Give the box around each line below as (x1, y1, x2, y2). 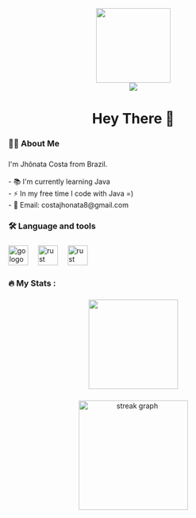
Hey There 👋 (92, 110, 175, 128)
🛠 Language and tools (8, 220, 97, 232)
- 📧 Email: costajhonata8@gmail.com (8, 201, 129, 210)
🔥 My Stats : (8, 278, 56, 289)
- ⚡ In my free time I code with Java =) (8, 189, 134, 198)
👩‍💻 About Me (8, 138, 60, 150)
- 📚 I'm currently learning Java (8, 177, 111, 186)
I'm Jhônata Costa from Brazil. (8, 159, 108, 169)
